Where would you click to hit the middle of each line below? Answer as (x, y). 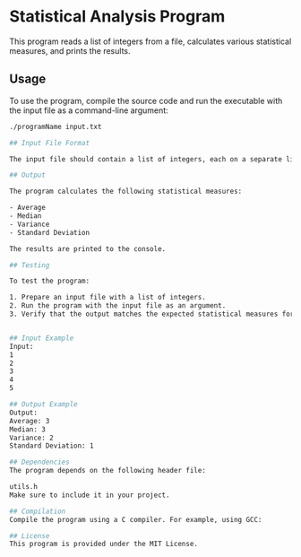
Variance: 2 (31, 438)
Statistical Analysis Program (117, 17)
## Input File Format (50, 143)
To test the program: (50, 281)
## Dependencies (39, 462)
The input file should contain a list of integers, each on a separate (146, 159)
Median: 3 (28, 429)
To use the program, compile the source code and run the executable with (146, 100)
